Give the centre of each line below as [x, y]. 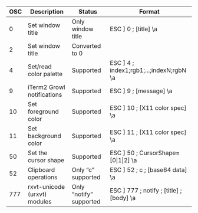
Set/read [39, 66]
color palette [45, 74]
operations [42, 177]
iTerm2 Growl [46, 87]
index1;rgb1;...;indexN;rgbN [148, 70]
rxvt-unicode [46, 187]
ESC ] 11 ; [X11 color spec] [148, 132]
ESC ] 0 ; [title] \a [134, 29]
